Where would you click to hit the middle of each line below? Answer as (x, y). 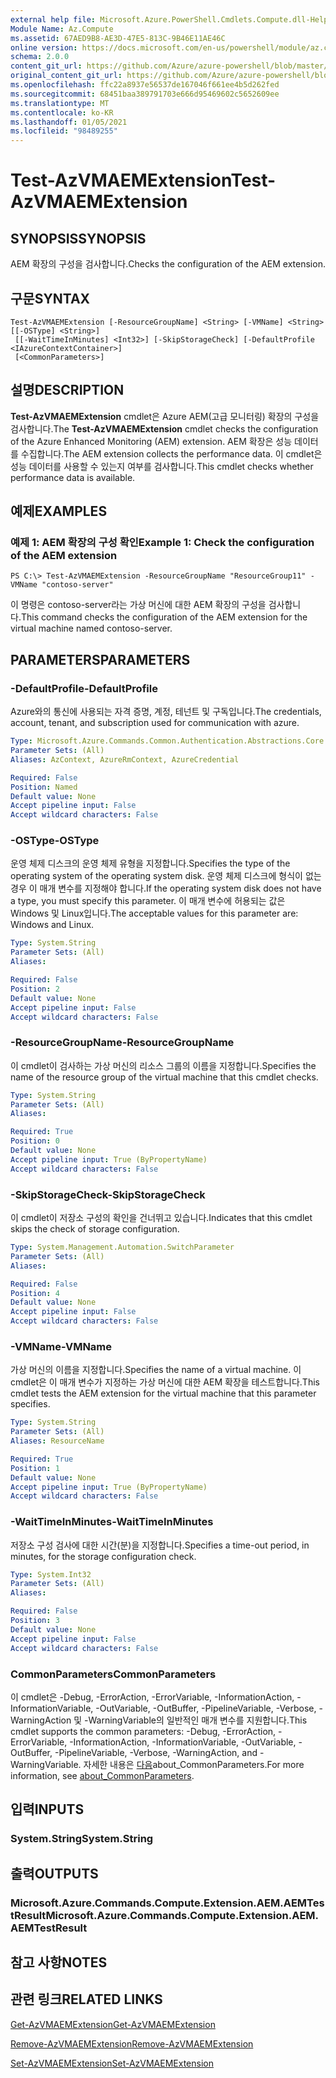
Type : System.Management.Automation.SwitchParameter (122, 1247)
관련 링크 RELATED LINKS (86, 1999)
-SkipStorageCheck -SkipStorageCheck (108, 1194)
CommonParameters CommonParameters (113, 1674)
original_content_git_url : (66, 76)
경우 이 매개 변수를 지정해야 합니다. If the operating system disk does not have (166, 888)
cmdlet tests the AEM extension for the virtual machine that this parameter (163, 1393)
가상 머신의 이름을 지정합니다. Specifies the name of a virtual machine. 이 (156, 1370)
